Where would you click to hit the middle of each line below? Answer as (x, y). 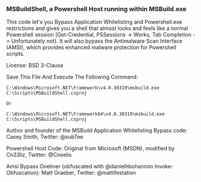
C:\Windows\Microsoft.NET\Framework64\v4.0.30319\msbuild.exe (85, 114)
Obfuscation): (23, 173)
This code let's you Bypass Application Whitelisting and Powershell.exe (94, 22)
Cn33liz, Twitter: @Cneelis (39, 155)
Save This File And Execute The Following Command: (72, 77)
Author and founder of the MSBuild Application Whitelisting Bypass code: (97, 131)
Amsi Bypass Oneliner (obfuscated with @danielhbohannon (80, 166)
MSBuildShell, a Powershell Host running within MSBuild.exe (97, 9)
